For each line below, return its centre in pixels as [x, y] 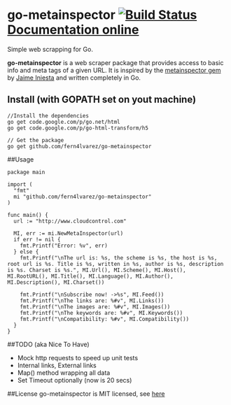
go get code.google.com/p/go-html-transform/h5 [78, 128]
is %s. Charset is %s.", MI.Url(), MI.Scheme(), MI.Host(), [97, 270]
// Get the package [36, 140]
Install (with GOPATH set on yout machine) [102, 100]
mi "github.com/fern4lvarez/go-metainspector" [83, 197]
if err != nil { [37, 239]
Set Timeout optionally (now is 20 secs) [75, 380]
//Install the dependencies [48, 115]
